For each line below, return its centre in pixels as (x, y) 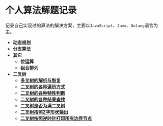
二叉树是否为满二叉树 (43, 106)
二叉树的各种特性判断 (43, 93)
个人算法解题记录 (41, 10)
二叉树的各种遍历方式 (43, 87)
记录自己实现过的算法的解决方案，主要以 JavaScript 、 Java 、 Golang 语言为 (82, 25)
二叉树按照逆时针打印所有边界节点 (56, 118)
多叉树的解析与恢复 (40, 80)
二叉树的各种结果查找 (43, 99)
